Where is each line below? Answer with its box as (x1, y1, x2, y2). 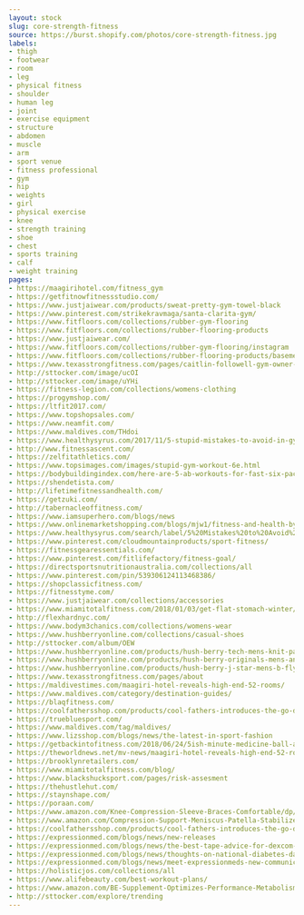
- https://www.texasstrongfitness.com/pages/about (8, 672, 204, 681)
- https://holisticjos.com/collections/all (8, 867, 176, 876)
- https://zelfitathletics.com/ (8, 453, 131, 462)
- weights (8, 191, 46, 200)
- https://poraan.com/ (8, 799, 94, 809)
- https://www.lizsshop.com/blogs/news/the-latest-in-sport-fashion (8, 731, 273, 741)
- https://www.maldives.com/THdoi (8, 427, 140, 436)
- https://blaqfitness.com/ (8, 697, 115, 707)
